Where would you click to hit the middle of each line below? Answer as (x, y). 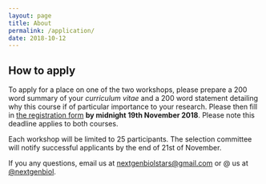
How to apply (42, 70)
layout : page (30, 16)
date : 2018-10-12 (37, 38)
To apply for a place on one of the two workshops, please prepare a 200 (128, 90)
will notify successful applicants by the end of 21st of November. (115, 148)
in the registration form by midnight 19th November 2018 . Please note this (131, 115)
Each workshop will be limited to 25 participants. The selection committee (130, 139)
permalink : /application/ (51, 30)
